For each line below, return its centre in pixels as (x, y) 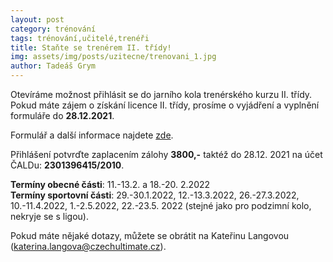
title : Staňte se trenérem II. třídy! (91, 47)
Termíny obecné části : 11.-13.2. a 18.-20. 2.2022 (110, 184)
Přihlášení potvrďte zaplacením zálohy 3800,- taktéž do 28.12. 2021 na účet (166, 154)
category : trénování (53, 29)
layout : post (37, 19)
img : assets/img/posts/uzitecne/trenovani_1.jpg (113, 57)
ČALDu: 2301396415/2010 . (67, 165)
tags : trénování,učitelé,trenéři (80, 38)
